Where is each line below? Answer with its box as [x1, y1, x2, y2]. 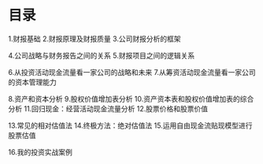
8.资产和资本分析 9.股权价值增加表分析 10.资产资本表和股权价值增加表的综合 [8, 94, 254, 103]
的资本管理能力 [8, 77, 57, 87]
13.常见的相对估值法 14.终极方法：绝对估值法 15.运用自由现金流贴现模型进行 [8, 121, 253, 130]
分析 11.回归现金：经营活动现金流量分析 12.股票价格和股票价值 [8, 103, 209, 114]
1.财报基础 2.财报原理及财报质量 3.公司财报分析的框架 [8, 34, 181, 43]
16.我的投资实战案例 [8, 147, 72, 157]
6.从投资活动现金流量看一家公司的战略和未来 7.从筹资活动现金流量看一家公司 [8, 67, 256, 76]
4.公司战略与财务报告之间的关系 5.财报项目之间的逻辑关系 [8, 50, 195, 60]
